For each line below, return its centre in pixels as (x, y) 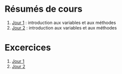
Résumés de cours (43, 9)
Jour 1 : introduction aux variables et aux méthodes (64, 23)
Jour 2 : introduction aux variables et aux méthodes (64, 27)
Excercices (28, 48)
